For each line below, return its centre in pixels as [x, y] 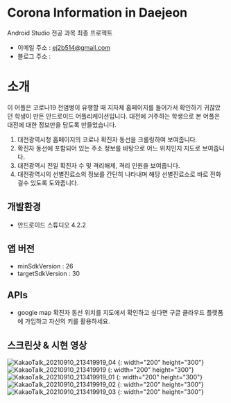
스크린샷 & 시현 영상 [47, 345]
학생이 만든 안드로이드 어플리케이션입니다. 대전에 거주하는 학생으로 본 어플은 [117, 116]
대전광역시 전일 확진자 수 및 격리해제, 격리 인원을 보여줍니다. [99, 165]
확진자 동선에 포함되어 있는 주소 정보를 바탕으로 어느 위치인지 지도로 [109, 148]
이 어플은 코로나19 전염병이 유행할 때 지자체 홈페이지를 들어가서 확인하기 [105, 107]
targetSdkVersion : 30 [49, 273]
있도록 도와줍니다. [54, 182]
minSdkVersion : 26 [45, 266]
